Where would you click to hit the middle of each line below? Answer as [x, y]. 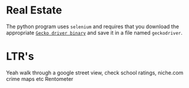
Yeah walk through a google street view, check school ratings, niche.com [95, 72]
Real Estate [34, 10]
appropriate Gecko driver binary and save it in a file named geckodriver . [94, 32]
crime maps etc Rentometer [40, 79]
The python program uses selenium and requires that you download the [93, 26]
